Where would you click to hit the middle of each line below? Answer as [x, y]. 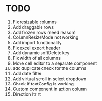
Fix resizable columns [34, 22]
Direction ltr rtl [27, 94]
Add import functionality [37, 42]
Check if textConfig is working [43, 84]
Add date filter [27, 73]
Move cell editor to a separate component [55, 63]
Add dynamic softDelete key [41, 53]
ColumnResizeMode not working [45, 37]
